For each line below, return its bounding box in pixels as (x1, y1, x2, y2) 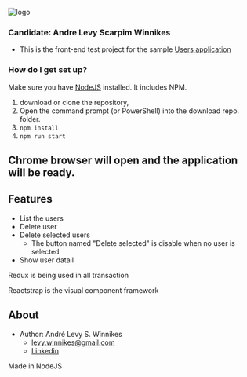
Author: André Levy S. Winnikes (19, 329, 123, 339)
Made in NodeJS (8, 361, 63, 371)
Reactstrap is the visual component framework (8, 285, 159, 295)
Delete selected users (19, 230, 90, 240)
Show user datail (19, 255, 74, 265)
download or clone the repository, (19, 97, 129, 107)
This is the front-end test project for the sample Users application (19, 45, 231, 54)
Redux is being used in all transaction (8, 270, 129, 280)
